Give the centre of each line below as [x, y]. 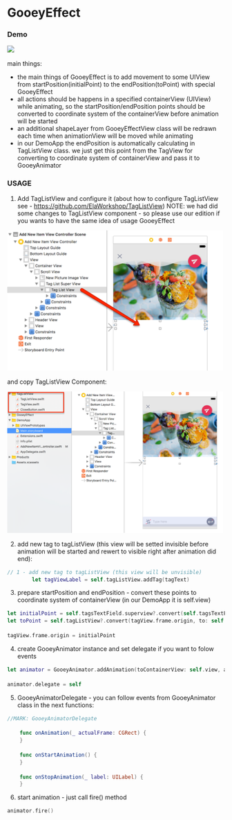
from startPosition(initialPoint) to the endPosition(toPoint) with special [116, 84]
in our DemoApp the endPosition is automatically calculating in [106, 143]
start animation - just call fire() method [72, 797]
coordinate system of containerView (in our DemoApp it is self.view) [114, 600]
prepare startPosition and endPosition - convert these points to [107, 593]
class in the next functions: [56, 705]
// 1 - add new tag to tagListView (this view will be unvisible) [105, 572]
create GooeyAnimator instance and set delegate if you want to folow [115, 648]
